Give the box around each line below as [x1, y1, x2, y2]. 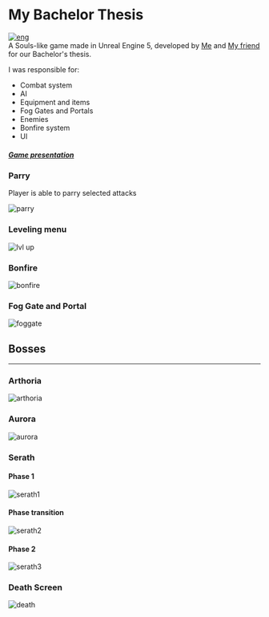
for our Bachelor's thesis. [8, 49, 92, 59]
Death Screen [8, 582, 62, 593]
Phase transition [8, 508, 64, 518]
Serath [8, 452, 35, 463]
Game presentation [8, 150, 74, 160]
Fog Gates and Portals [19, 106, 94, 116]
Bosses [8, 342, 46, 355]
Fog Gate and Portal [8, 300, 86, 311]
